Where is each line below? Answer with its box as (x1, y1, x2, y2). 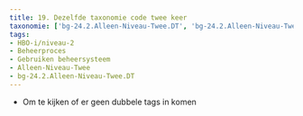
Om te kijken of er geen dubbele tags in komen (22, 96, 197, 107)
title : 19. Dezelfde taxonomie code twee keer (9, 13, 188, 22)
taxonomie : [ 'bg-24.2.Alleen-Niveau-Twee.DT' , (9, 22, 188, 31)
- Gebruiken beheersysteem (9, 55, 111, 64)
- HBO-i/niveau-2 (9, 38, 75, 48)
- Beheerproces (9, 47, 67, 56)
